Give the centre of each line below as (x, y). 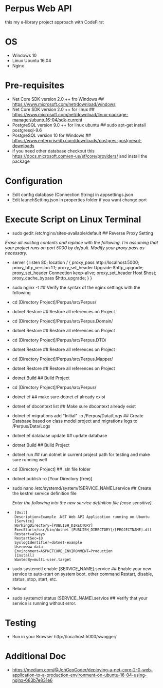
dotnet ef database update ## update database (59, 435)
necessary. (16, 253)
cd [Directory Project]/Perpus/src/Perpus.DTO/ (59, 340)
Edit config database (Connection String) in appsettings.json (73, 194)
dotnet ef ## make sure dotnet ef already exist (59, 397)
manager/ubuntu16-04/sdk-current (47, 120)
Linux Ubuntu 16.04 (32, 60)
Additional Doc (36, 656)
